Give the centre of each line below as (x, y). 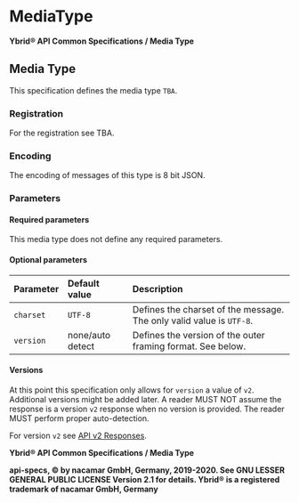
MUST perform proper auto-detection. (79, 418)
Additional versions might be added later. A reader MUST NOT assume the (145, 399)
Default (83, 283)
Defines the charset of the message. (208, 309)
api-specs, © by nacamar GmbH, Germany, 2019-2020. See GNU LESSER (147, 470)
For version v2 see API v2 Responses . (78, 435)
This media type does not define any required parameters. (116, 239)
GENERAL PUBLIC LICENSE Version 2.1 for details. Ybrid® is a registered (145, 479)
